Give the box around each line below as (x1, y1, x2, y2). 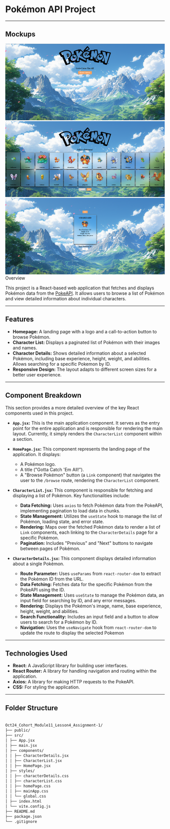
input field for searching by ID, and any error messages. (20, 597, 137, 603)
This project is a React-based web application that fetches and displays (5, 285, 154, 291)
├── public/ (5, 728, 30, 733)
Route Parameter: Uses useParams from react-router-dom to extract (20, 570, 161, 576)
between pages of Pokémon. (20, 545, 80, 551)
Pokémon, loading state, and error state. (20, 519, 104, 525)
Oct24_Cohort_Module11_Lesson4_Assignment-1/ (5, 723, 103, 728)
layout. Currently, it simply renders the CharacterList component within (12, 430, 162, 437)
